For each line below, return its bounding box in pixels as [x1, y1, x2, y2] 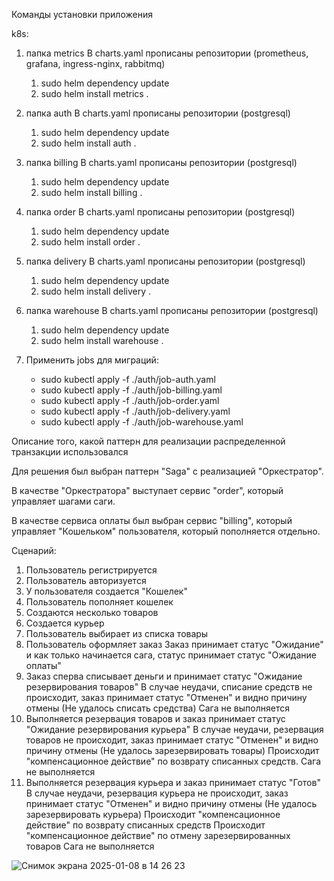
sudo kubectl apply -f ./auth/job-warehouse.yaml [40, 416, 244, 428]
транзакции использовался [11, 446, 129, 458]
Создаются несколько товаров [25, 607, 159, 618]
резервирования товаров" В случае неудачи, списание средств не [25, 681, 313, 693]
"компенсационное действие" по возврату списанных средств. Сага [25, 755, 322, 767]
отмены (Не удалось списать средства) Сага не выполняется [25, 702, 290, 714]
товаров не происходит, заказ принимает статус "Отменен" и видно [25, 734, 319, 746]
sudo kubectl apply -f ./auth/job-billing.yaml [40, 384, 223, 396]
